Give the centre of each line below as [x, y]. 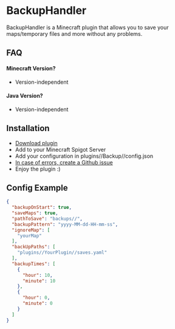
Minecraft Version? [31, 68]
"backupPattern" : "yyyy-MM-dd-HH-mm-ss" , [65, 224]
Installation [28, 128]
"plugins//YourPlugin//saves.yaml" [62, 253]
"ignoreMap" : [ [31, 230]
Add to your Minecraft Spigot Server [60, 149]
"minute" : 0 [37, 304]
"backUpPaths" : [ [34, 247]
